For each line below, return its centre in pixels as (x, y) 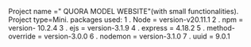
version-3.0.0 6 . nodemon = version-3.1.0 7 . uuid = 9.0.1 (137, 36)
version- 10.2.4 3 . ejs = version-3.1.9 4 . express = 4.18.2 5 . (106, 28)
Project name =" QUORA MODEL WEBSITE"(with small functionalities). (124, 11)
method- (221, 28)
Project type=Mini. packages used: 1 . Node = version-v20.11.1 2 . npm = (126, 20)
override (22, 36)
